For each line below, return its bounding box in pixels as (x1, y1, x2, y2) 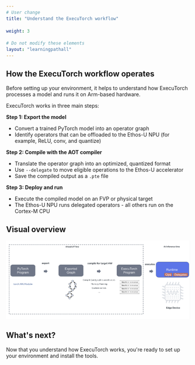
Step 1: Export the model (6, 113, 67, 120)
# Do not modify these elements (6, 40, 85, 46)
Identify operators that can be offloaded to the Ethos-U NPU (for (14, 131, 170, 138)
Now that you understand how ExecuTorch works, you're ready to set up (6, 346, 180, 353)
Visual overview (6, 224, 66, 234)
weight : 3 (6, 28, 30, 34)
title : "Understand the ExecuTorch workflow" (6, 15, 119, 22)
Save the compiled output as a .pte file (14, 172, 109, 179)
